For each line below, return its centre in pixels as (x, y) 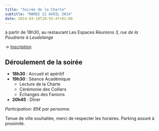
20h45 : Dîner (26, 99)
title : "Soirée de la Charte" (36, 9)
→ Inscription (18, 47)
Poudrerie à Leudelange (29, 37)
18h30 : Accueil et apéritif (38, 74)
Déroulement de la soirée (44, 62)
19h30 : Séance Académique (41, 79)
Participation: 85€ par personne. (38, 109)
